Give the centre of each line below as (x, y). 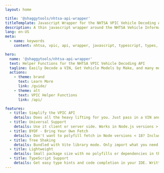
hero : (10, 54)
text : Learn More (36, 82)
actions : (18, 73)
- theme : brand (29, 77)
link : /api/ (30, 100)
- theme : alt (27, 91)
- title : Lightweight (31, 149)
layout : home (18, 10)
